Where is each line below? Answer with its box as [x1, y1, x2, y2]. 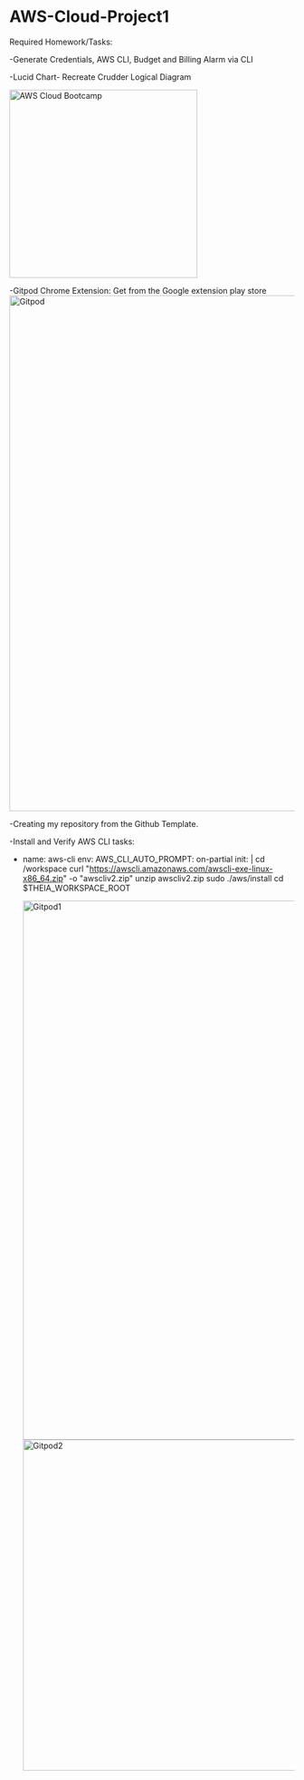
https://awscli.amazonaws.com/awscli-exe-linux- [89, 863, 273, 874]
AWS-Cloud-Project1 [9, 6, 169, 27]
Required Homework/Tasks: [9, 36, 113, 47]
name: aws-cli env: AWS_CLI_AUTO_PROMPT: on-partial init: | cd [22, 853, 265, 864]
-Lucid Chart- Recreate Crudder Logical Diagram [9, 71, 192, 83]
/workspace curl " [22, 863, 90, 874]
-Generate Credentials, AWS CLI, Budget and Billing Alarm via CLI [9, 53, 253, 64]
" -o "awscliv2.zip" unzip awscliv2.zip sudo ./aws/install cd [62, 872, 284, 883]
